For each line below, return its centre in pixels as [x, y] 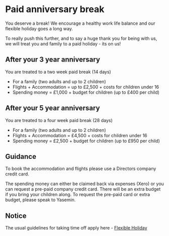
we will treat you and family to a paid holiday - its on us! [63, 43]
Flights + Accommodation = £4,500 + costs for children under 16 [80, 135]
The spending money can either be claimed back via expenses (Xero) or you [84, 184]
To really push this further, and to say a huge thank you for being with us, [81, 38]
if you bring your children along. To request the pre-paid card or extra [78, 195]
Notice [16, 216]
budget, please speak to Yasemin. [40, 200]
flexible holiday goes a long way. [39, 28]
